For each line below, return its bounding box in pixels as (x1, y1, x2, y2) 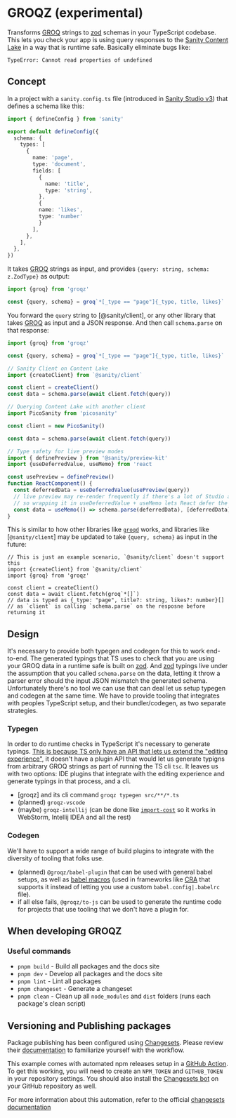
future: (7, 540, 27, 549)
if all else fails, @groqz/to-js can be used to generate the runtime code (17, 897, 222, 906)
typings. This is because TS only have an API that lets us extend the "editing (7, 747, 228, 756)
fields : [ (32, 167, 61, 174)
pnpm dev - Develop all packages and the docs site (17, 970, 163, 978)
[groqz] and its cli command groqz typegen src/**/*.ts (17, 791, 180, 799)
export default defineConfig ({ (7, 128, 99, 135)
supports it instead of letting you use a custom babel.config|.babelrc (17, 882, 220, 891)
